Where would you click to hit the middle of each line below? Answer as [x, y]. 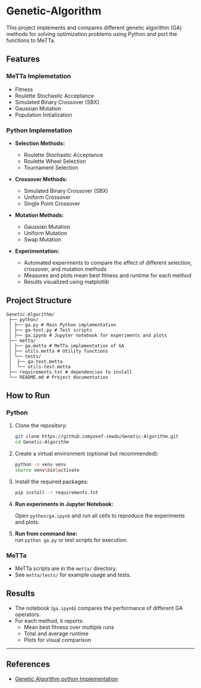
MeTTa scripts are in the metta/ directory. [66, 569]
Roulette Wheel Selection [55, 161]
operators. [28, 614]
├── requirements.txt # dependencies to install [71, 372]
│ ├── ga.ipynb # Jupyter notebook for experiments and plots [88, 335]
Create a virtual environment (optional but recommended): [86, 454]
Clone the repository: [41, 426]
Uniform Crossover [47, 197]
